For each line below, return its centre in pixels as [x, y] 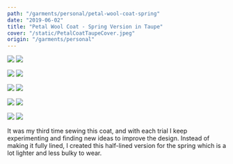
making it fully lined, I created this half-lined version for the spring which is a [117, 146]
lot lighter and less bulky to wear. [55, 153]
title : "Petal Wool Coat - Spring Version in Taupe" [85, 26]
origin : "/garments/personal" [51, 40]
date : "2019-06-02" [35, 20]
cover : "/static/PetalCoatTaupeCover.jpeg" [71, 33]
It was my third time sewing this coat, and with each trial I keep [97, 131]
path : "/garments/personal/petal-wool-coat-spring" [83, 14]
